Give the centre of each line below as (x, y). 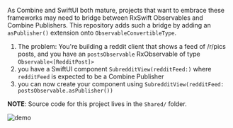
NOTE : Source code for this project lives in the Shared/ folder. (97, 104)
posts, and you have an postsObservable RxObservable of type (109, 54)
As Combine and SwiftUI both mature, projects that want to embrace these (116, 10)
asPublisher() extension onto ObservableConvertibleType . (92, 33)
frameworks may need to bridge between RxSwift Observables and (105, 18)
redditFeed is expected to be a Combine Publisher (91, 76)
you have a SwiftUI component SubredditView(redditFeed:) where (114, 69)
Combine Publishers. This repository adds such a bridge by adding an (109, 25)
